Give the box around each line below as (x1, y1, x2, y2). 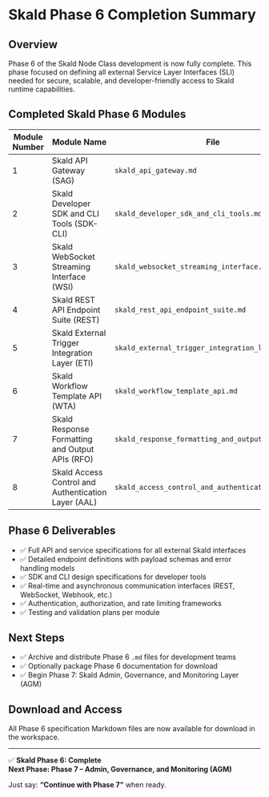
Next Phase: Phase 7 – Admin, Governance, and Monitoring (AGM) (8, 764, 232, 775)
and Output (51, 443, 94, 455)
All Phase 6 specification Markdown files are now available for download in (8, 724, 256, 734)
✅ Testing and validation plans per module (19, 607, 160, 617)
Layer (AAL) (51, 496, 98, 508)
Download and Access (8, 702, 122, 716)
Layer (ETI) (51, 357, 94, 368)
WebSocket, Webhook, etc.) (19, 589, 113, 599)
